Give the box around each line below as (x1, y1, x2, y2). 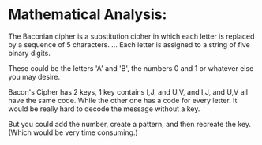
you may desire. (8, 72, 61, 81)
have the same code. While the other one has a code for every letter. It (8, 95, 238, 105)
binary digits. (8, 48, 51, 58)
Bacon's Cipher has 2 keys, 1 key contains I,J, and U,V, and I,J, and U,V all (8, 87, 249, 96)
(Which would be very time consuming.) (8, 128, 138, 137)
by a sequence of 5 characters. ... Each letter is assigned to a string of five (8, 39, 250, 49)
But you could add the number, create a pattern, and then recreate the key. (8, 119, 251, 128)
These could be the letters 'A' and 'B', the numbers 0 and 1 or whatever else (8, 63, 254, 72)
